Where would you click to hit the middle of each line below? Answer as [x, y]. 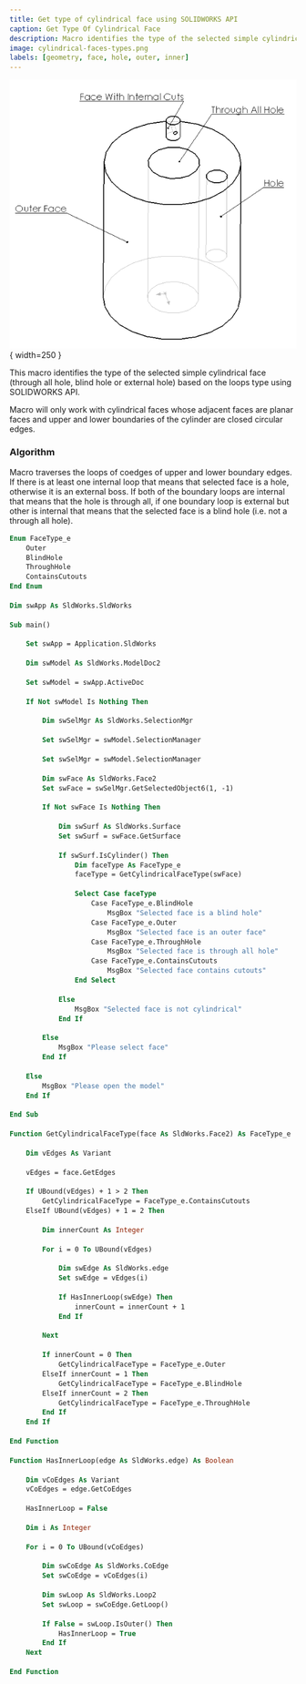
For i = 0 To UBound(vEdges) [97, 1249]
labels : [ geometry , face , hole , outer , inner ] [99, 58]
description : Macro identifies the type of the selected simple [134, 38]
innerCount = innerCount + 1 [129, 1307]
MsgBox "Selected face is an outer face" [187, 932]
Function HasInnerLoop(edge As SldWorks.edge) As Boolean [122, 1460]
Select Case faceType [115, 894]
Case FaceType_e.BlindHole [142, 903]
